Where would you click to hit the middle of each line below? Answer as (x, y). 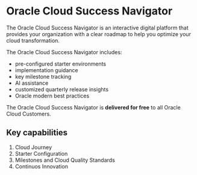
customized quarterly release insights (62, 89)
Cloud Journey (33, 147)
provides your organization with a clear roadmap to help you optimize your (99, 34)
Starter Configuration (41, 153)
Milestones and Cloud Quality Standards (65, 160)
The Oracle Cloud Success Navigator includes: (64, 52)
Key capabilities (37, 133)
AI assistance (32, 83)
